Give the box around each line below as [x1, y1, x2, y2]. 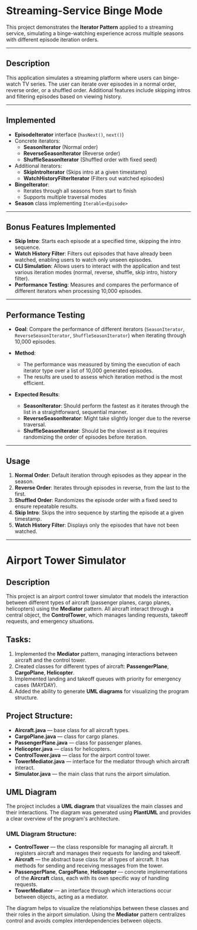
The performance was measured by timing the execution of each [23, 361, 181, 368]
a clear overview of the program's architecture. [6, 815, 120, 823]
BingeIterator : [14, 181, 50, 188]
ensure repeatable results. [14, 503, 78, 510]
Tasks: [6, 635, 31, 645]
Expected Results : [14, 391, 60, 398]
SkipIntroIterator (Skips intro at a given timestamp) [23, 169, 148, 176]
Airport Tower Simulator [6, 554, 126, 567]
